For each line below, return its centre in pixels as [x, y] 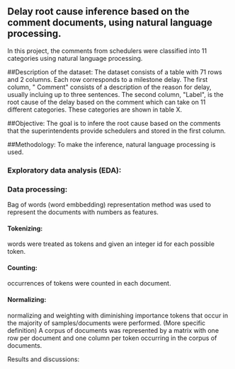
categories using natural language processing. [75, 58]
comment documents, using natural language [110, 23]
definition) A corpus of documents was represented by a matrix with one [113, 330]
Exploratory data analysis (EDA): [64, 170]
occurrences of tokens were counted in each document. [89, 283]
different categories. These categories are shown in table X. [95, 110]
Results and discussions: [44, 359]
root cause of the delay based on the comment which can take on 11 [107, 102]
